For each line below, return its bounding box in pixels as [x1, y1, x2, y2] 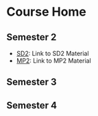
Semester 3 [6, 76, 57, 88]
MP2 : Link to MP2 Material [16, 57, 92, 65]
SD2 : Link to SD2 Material [16, 49, 90, 57]
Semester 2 [6, 31, 57, 43]
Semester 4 [6, 100, 58, 111]
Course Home [6, 4, 87, 20]
